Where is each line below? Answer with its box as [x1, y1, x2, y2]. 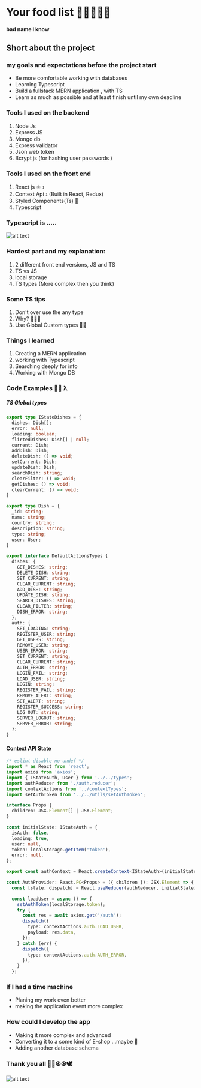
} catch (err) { [17, 940, 58, 946]
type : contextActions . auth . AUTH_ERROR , [28, 952, 127, 958]
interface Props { [6, 802, 52, 808]
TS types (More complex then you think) [14, 280, 115, 287]
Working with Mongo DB [14, 369, 75, 376]
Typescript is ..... [6, 219, 57, 227]
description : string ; [11, 525, 66, 531]
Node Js [14, 122, 36, 130]
